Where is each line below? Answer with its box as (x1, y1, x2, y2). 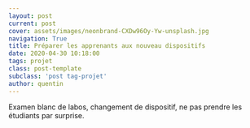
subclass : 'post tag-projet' (8, 72, 107, 80)
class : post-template (8, 65, 82, 73)
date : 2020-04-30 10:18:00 (8, 49, 100, 58)
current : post (8, 19, 57, 28)
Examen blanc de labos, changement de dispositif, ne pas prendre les (8, 102, 243, 112)
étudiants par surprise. (8, 110, 85, 120)
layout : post (8, 11, 53, 20)
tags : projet (8, 58, 53, 66)
